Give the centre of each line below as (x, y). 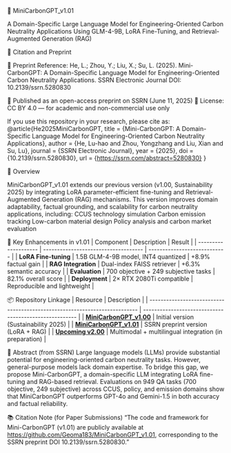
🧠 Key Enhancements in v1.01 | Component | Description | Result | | (102, 242)
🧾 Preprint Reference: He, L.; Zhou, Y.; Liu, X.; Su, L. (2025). (92, 65)
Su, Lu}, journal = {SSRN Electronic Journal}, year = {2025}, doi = (101, 151)
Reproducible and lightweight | (51, 286)
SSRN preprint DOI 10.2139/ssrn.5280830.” (68, 442)
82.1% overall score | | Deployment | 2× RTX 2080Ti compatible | (100, 279)
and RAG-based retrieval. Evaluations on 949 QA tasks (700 (111, 382)
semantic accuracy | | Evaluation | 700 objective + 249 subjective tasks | (111, 271)
